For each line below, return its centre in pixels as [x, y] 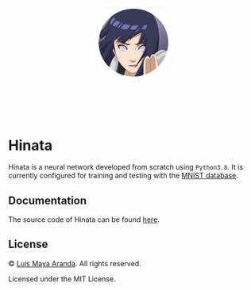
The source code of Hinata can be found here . [84, 219]
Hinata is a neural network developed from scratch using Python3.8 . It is [126, 167]
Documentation [48, 200]
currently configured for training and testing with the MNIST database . [123, 176]
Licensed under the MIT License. [62, 279]
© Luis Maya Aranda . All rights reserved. [75, 263]
